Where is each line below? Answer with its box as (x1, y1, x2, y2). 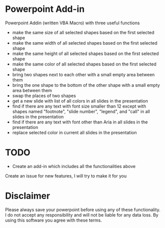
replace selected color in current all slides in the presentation (12, 129, 137, 135)
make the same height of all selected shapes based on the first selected (12, 51, 159, 57)
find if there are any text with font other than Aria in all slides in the (12, 119, 148, 125)
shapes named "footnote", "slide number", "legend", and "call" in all (12, 108, 150, 114)
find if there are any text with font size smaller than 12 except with (12, 103, 147, 109)
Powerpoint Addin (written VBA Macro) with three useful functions (5, 20, 140, 26)
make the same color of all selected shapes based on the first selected (12, 61, 157, 67)
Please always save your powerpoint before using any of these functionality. (5, 207, 161, 213)
